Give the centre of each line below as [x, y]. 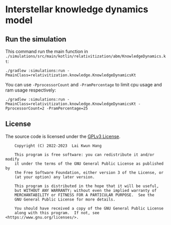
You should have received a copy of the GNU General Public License [89, 208]
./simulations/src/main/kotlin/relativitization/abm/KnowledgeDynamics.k [86, 56]
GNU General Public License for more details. [65, 199]
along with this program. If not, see [57, 213]
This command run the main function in [47, 51]
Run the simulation [36, 39]
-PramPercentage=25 [67, 108]
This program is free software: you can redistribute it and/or [84, 154]
